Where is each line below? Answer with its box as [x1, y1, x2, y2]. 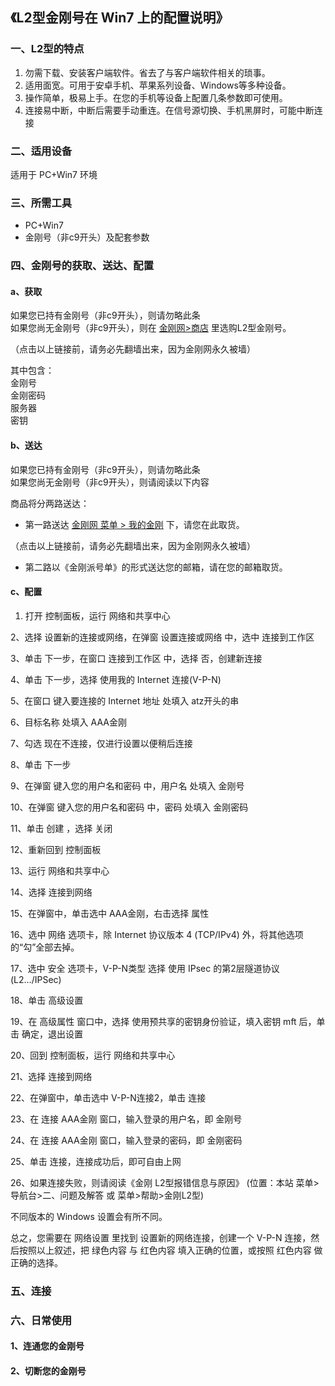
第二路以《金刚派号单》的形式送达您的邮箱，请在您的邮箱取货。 [24, 561, 288, 573]
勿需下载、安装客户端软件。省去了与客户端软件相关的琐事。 [24, 66, 271, 78]
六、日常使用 [10, 1313, 73, 1327]
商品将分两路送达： [10, 497, 90, 509]
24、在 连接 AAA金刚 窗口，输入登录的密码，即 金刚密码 [10, 1134, 243, 1146]
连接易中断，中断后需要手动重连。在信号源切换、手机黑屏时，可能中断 [24, 104, 315, 116]
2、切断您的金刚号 [10, 1364, 87, 1377]
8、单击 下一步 [10, 758, 72, 770]
